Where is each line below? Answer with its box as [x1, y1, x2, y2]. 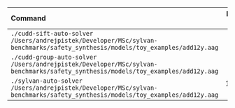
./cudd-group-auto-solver [10, 53, 97, 61]
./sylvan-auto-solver [10, 77, 83, 85]
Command [10, 13, 47, 23]
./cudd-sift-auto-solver [10, 29, 94, 37]
